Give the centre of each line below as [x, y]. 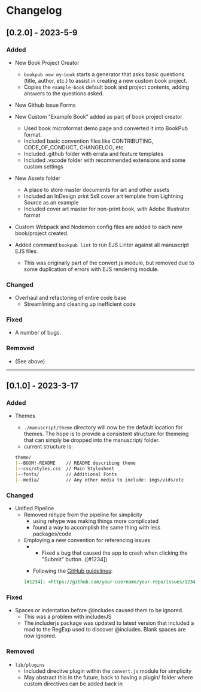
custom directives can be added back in [73, 684]
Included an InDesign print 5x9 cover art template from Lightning [103, 196]
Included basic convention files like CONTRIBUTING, [89, 141]
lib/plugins [30, 665]
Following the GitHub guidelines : [73, 571]
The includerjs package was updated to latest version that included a [109, 623]
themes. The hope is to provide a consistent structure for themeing [106, 434]
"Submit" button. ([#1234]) [74, 559]
